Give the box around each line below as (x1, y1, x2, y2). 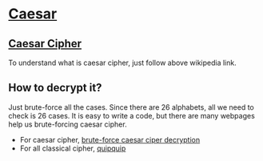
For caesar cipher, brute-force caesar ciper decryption (19, 135, 201, 144)
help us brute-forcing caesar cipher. (8, 119, 127, 129)
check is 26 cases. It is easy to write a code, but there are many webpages (8, 111, 256, 120)
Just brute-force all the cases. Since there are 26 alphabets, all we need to (8, 102, 254, 112)
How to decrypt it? (8, 81, 102, 95)
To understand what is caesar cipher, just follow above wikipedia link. (8, 58, 237, 67)
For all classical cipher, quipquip (19, 143, 126, 153)
